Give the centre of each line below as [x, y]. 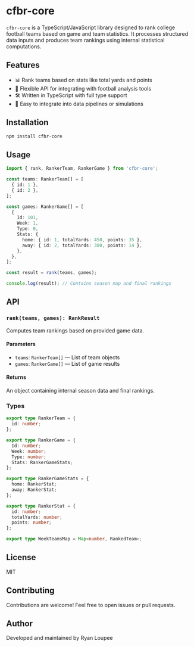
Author [19, 624]
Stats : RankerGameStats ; [42, 462]
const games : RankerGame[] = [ [45, 207]
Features [23, 65]
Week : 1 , [28, 223]
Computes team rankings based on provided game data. [75, 330]
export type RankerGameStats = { [48, 479]
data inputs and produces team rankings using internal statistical [85, 40]
